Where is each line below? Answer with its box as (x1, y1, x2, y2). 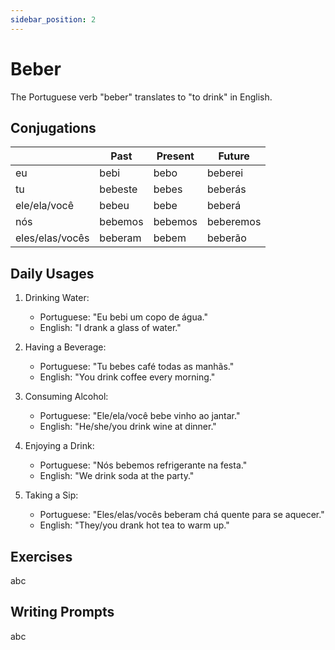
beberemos (206, 215, 262, 229)
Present (156, 149, 195, 163)
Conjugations (10, 119, 97, 136)
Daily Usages (10, 265, 95, 282)
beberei (206, 166, 244, 180)
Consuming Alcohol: (24, 391, 109, 403)
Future (218, 149, 250, 163)
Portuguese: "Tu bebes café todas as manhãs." (39, 361, 235, 373)
